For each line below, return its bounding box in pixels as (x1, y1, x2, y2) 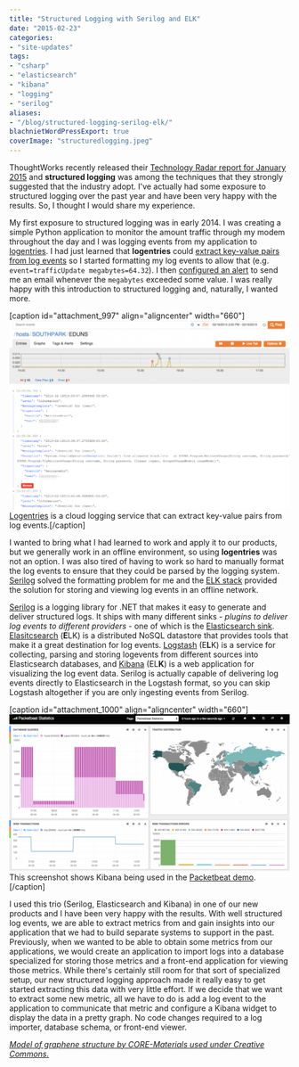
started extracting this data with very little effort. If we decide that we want (9, 983, 283, 994)
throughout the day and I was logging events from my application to (9, 236, 258, 247)
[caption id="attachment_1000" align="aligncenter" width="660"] (9, 704, 249, 715)
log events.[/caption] (9, 520, 86, 530)
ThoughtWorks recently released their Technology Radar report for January (9, 162, 287, 173)
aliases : (9, 108, 42, 118)
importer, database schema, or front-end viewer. (9, 1022, 188, 1032)
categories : (9, 33, 53, 42)
